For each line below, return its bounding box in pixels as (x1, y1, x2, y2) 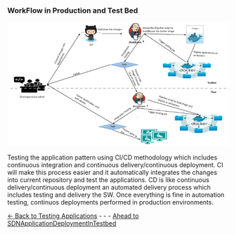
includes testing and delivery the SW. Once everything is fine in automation (7, 190, 225, 199)
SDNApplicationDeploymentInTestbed (7, 219, 117, 227)
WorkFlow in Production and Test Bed (7, 6, 138, 15)
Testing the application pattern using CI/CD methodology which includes (7, 153, 218, 162)
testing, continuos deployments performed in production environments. (7, 197, 214, 206)
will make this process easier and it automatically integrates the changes (7, 168, 218, 176)
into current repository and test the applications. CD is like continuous (7, 175, 209, 184)
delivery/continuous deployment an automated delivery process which (7, 183, 211, 191)
